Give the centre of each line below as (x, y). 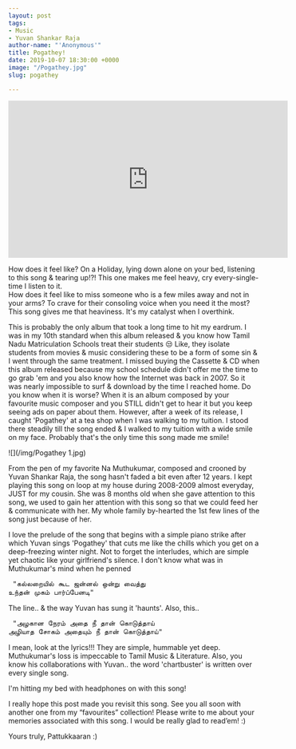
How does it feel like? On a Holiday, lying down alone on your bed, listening (132, 269)
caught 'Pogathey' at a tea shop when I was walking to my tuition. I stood (128, 420)
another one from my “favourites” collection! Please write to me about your (132, 712)
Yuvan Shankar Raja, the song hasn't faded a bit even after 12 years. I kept (130, 477)
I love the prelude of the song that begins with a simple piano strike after (127, 534)
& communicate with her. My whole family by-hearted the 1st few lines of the (134, 510)
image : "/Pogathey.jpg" (48, 68)
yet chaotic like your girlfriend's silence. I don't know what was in (116, 560)
